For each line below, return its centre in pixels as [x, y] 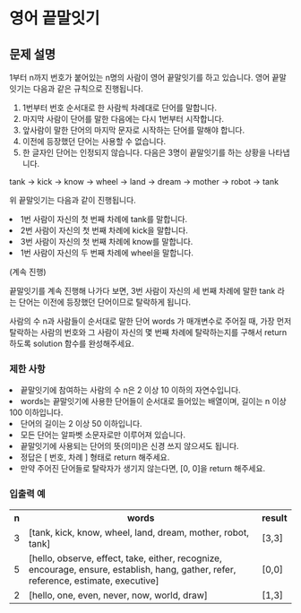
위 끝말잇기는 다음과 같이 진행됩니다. [73, 200]
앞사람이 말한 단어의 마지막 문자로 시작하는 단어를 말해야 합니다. [133, 130]
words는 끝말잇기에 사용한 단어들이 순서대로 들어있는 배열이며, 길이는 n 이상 [154, 401]
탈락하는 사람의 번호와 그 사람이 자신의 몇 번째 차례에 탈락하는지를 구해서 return [148, 332]
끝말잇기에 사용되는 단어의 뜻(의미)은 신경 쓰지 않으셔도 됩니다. [130, 446]
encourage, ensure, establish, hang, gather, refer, [132, 569]
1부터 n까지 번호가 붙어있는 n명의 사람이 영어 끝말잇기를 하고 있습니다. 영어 [140, 78]
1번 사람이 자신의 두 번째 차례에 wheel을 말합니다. [107, 253]
